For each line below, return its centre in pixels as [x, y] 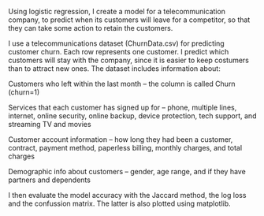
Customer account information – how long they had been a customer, [121, 140]
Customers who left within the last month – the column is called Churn [122, 84]
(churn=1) [24, 92]
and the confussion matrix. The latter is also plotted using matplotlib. [119, 203]
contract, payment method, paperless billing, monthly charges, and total [125, 148]
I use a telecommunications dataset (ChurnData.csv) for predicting [116, 43]
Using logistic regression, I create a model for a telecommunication [117, 11]
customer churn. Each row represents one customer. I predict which [119, 52]
